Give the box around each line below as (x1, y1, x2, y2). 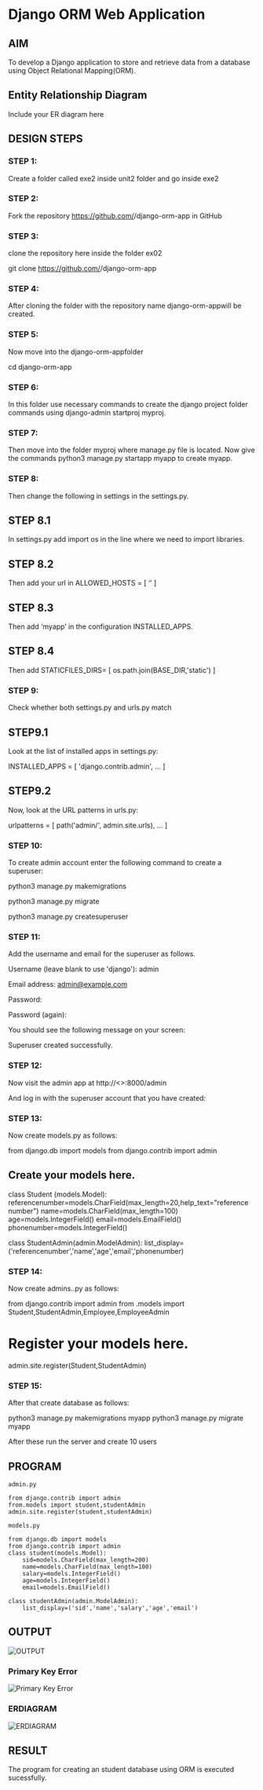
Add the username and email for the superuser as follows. (8, 949, 196, 959)
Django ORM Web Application (8, 5, 206, 24)
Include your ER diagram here (8, 109, 104, 119)
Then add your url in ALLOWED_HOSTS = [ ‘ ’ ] (8, 579, 157, 588)
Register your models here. (8, 1335, 189, 1353)
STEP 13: (8, 1112, 43, 1123)
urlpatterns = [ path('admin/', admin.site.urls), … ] (8, 820, 167, 830)
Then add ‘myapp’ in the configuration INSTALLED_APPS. (8, 622, 194, 631)
